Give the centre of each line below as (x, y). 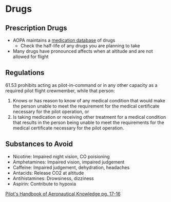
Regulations (25, 73)
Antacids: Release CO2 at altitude (48, 173)
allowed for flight (31, 57)
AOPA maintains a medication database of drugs (64, 40)
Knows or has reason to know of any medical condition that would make (89, 100)
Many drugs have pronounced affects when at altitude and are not (83, 51)
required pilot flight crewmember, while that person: (60, 90)
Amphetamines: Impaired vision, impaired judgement (69, 162)
